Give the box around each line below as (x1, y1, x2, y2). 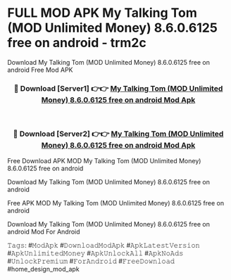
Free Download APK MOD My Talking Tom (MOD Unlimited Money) (7, 156, 201, 165)
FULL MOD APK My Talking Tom (7, 5, 197, 21)
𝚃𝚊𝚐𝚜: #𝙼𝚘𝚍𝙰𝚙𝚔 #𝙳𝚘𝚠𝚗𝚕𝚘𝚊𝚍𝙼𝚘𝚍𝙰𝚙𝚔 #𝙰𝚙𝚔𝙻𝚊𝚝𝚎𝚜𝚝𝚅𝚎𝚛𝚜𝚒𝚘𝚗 (7, 241, 201, 249)
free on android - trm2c (7, 35, 146, 51)
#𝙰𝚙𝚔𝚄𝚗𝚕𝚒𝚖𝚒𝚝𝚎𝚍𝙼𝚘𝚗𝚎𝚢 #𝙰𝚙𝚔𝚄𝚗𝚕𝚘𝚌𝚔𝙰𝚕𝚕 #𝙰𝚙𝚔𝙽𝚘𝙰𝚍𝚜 (7, 248, 184, 257)
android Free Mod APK (7, 65, 73, 74)
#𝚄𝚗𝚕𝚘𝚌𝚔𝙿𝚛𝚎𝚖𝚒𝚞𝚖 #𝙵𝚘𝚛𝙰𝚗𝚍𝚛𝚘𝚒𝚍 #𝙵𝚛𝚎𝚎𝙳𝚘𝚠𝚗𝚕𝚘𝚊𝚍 (7, 257, 175, 265)
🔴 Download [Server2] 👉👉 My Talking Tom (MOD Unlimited (13, 129, 224, 139)
